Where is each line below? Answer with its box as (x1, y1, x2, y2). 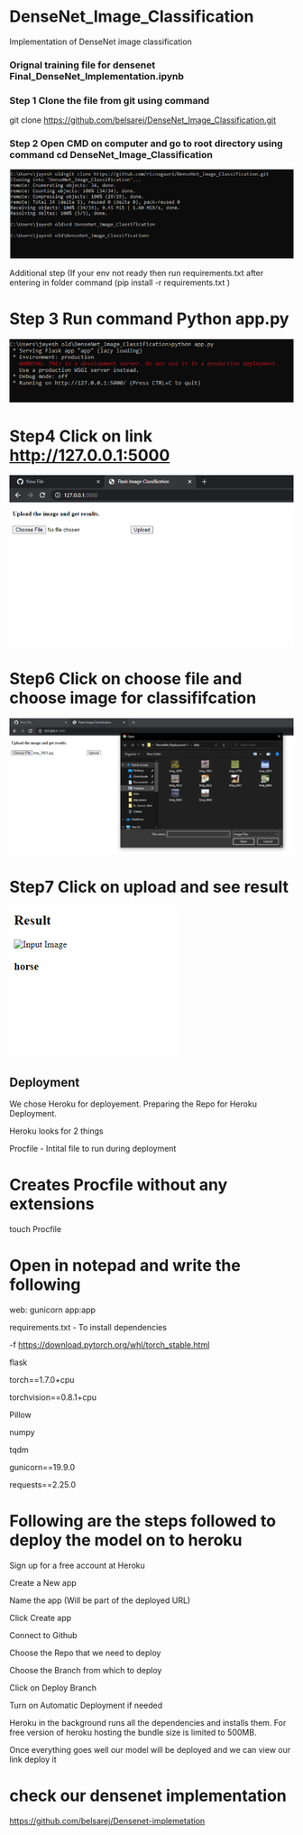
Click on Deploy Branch (9, 1682, 97, 1693)
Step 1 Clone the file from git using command (9, 94, 210, 107)
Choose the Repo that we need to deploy (9, 1647, 161, 1658)
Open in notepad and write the (9, 1256, 241, 1276)
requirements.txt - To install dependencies (9, 1322, 167, 1333)
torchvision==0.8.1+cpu (9, 1392, 97, 1403)
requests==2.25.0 (9, 1479, 77, 1490)
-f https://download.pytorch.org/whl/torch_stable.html (9, 1339, 210, 1350)
